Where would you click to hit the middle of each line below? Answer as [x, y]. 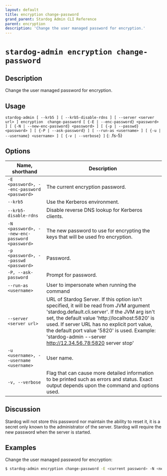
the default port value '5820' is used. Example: [101, 330]
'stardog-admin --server [76, 337]
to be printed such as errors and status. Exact [99, 379]
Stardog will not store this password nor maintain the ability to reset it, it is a [83, 421]
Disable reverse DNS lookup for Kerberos [94, 210]
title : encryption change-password [42, 14]
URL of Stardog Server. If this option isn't [94, 299]
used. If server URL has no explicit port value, [99, 324]
